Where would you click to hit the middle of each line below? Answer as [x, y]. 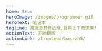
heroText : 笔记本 [26, 22]
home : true [19, 11]
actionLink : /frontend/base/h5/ [46, 39]
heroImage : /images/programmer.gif [50, 17]
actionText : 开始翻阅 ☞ [35, 33]
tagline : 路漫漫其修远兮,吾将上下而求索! [52, 28]
